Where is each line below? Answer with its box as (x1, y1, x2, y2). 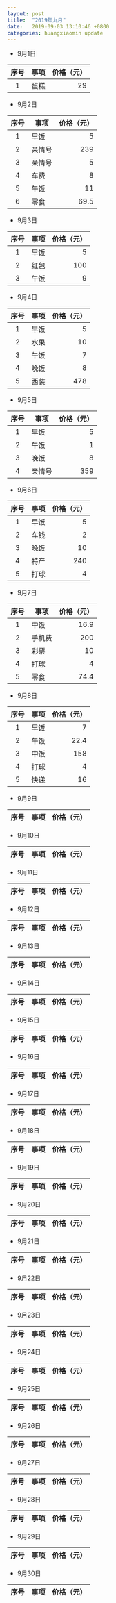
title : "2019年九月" (7, 17, 66, 24)
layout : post (7, 10, 45, 17)
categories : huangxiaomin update (7, 29, 104, 37)
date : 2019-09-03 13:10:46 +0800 (7, 23, 110, 30)
